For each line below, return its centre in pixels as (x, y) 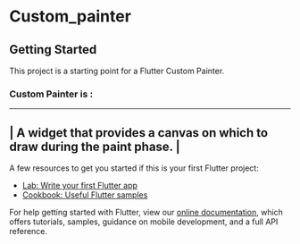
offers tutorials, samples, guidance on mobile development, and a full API (144, 222)
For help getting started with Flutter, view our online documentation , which (146, 213)
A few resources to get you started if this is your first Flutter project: (134, 168)
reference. (28, 231)
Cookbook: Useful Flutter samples (85, 195)
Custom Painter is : (51, 94)
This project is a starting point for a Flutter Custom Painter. (117, 71)
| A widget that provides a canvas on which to (139, 133)
